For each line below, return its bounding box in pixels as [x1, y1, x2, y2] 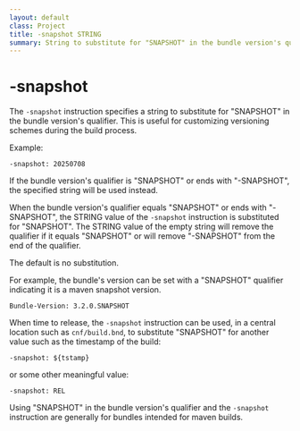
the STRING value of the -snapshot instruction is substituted [59, 212, 279, 223]
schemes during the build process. [9, 125, 137, 136]
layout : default [9, 13, 70, 22]
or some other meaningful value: [9, 369, 129, 380]
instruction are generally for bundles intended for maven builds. [9, 412, 244, 423]
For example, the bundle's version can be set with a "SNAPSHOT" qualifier [9, 275, 284, 286]
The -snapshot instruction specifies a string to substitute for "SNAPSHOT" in [9, 106, 290, 117]
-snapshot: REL [9, 386, 66, 396]
